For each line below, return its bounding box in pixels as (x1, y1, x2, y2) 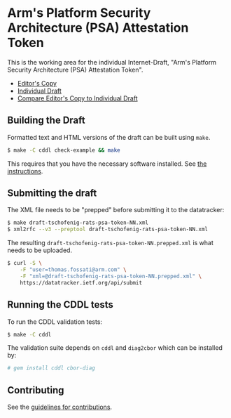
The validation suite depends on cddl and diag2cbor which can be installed (7, 344, 223, 352)
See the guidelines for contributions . (7, 403, 113, 412)
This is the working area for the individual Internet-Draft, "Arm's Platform (7, 58, 217, 66)
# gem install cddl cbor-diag (7, 365, 96, 372)
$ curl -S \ (7, 260, 42, 267)
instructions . (7, 166, 43, 175)
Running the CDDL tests (7, 299, 114, 311)
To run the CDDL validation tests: (7, 318, 103, 326)
